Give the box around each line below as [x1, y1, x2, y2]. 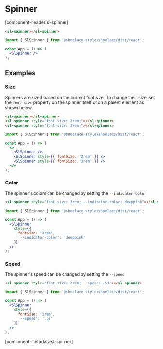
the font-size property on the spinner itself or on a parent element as [5, 100, 144, 105]
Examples [5, 69, 35, 77]
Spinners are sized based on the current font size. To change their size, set [5, 95, 155, 100]
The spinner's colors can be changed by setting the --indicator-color [5, 190, 147, 196]
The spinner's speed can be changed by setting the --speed [5, 271, 125, 277]
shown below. [5, 105, 33, 110]
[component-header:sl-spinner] [5, 19, 69, 25]
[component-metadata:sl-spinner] [5, 338, 73, 344]
